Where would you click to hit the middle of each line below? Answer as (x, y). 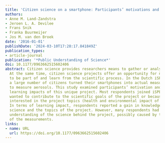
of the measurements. (32, 119)
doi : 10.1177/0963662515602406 (37, 64)
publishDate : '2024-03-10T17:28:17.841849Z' (51, 46)
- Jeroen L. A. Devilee (29, 23)
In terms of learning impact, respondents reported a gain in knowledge (85, 106)
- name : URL (17, 128)
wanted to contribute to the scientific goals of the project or (78, 96)
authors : (14, 14)
